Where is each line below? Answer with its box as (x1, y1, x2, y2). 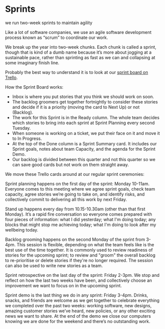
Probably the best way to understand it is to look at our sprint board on (5, 69, 148, 75)
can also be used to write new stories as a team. (5, 263, 103, 268)
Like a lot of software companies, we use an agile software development (5, 29, 152, 35)
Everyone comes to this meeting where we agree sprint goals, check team (5, 186, 156, 192)
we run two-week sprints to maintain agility (5, 20, 92, 26)
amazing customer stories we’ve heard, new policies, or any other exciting (5, 308, 156, 314)
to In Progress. (12, 135, 42, 141)
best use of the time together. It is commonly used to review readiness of (5, 247, 153, 253)
